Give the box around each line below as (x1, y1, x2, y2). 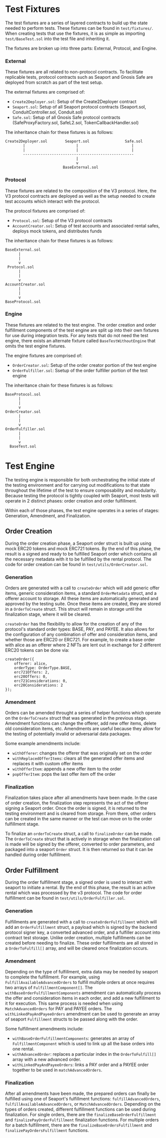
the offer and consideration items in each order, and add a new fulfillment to (5, 995, 160, 1001)
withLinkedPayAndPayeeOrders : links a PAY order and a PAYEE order (12, 1062, 149, 1068)
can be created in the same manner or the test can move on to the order (5, 816, 153, 822)
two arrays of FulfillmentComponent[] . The (5, 984, 93, 990)
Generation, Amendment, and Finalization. (5, 512, 91, 518)
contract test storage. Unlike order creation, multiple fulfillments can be (5, 934, 151, 940)
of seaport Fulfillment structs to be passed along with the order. (5, 1016, 139, 1022)
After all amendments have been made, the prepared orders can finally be (5, 1090, 156, 1096)
